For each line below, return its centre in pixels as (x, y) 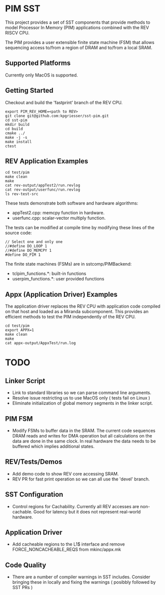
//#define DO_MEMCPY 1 (28, 251)
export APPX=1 (20, 330)
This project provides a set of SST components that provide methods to (78, 22)
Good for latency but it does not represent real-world (87, 512)
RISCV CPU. (17, 33)
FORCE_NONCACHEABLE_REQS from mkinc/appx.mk (67, 550)
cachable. (22, 512)
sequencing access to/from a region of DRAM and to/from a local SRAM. (79, 47)
